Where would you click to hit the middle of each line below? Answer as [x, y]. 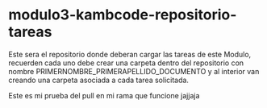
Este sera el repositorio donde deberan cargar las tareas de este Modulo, [130, 54]
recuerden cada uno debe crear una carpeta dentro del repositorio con [126, 63]
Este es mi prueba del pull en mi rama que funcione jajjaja [104, 95]
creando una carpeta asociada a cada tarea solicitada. [99, 80]
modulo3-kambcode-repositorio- [123, 15]
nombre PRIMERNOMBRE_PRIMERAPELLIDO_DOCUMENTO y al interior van [134, 71]
